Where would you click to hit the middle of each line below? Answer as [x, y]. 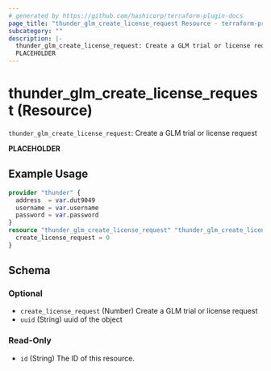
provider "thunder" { [45, 192]
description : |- [35, 38]
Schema [29, 270]
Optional [25, 293]
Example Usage [48, 174]
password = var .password [57, 215]
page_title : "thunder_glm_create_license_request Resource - [113, 23]
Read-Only [30, 340]
